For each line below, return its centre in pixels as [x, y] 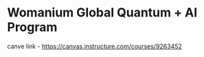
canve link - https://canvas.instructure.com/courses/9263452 [94, 46]
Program [32, 27]
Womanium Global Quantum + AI [102, 13]
